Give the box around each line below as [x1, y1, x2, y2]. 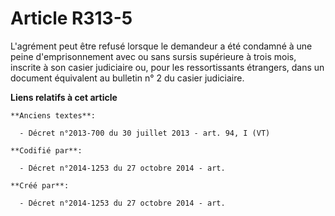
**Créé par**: [10, 180, 70, 191]
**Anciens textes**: [10, 110, 97, 121]
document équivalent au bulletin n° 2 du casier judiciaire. [10, 72, 245, 84]
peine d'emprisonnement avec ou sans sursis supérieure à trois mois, [10, 50, 297, 62]
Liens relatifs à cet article [10, 91, 118, 103]
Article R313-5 [10, 7, 133, 30]
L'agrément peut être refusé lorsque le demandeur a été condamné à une [10, 40, 313, 52]
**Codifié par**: [10, 145, 83, 156]
